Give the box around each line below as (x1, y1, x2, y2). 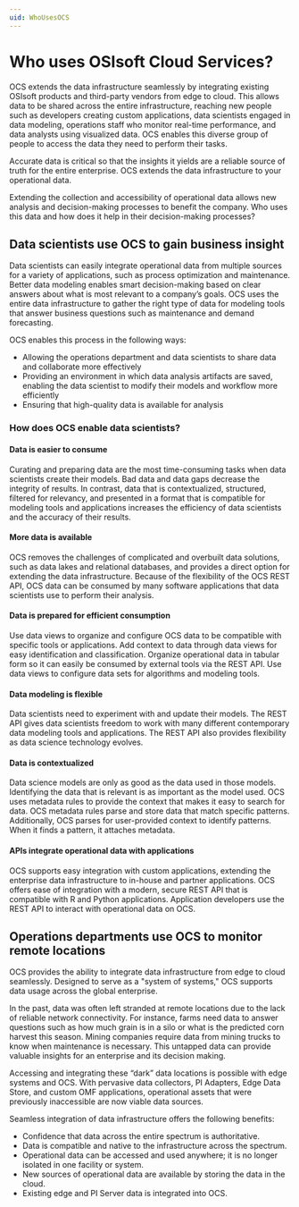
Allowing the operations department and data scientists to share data (21, 352, 277, 363)
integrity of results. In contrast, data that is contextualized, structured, (9, 483, 266, 494)
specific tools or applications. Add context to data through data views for (9, 639, 278, 650)
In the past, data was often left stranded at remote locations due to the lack (9, 1003, 286, 1014)
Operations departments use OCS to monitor (9, 929, 263, 944)
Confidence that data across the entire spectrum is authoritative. (21, 1131, 261, 1142)
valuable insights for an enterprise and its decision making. (9, 1051, 226, 1061)
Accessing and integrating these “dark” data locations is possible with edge (9, 1068, 287, 1078)
